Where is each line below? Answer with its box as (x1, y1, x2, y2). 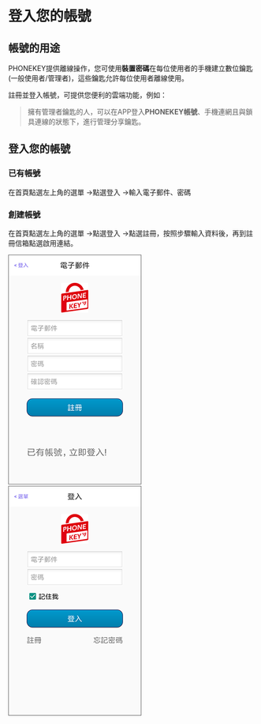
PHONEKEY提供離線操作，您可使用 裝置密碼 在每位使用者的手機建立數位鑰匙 (8, 64, 254, 73)
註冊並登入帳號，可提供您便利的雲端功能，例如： (8, 90, 167, 100)
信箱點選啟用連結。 (14, 238, 77, 247)
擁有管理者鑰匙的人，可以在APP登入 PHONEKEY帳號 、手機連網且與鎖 (27, 107, 253, 116)
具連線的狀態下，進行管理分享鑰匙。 (27, 117, 146, 126)
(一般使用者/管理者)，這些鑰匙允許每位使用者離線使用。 (8, 74, 189, 83)
